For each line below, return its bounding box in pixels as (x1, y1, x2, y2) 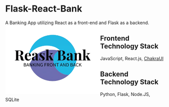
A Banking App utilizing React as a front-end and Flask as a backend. (5, 20, 149, 26)
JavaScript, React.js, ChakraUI (100, 55, 163, 61)
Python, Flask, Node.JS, (100, 91, 150, 97)
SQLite (5, 96, 19, 102)
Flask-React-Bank (5, 3, 82, 15)
